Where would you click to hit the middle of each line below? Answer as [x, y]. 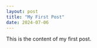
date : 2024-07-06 [28, 22]
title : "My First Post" [35, 17]
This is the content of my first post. [49, 39]
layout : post [22, 11]
